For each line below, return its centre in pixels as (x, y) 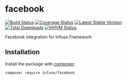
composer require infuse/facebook (40, 73)
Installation (22, 52)
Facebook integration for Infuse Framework (48, 37)
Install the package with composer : (40, 64)
